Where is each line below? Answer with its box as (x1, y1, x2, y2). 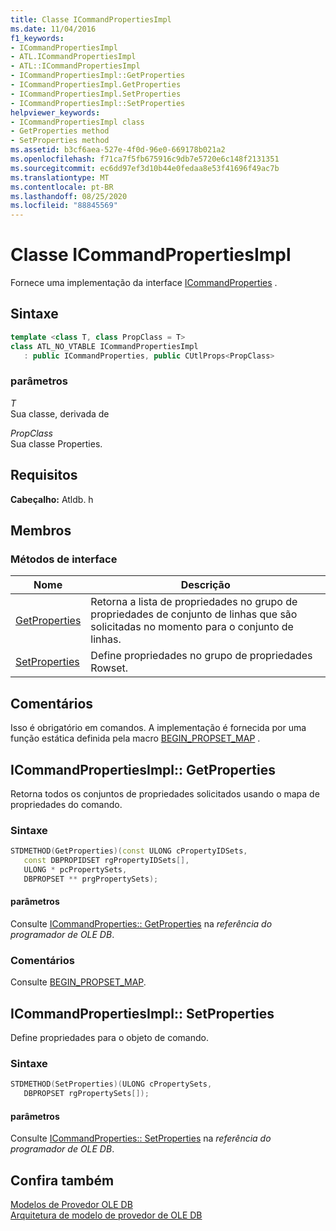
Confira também (10, 1172, 115, 1189)
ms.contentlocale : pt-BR (10, 182, 114, 192)
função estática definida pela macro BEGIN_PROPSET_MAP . (10, 732, 261, 745)
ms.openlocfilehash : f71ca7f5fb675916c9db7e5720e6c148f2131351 (10, 154, 280, 164)
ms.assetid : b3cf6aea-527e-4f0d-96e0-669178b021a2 (10, 145, 226, 155)
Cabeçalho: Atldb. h (10, 493, 94, 505)
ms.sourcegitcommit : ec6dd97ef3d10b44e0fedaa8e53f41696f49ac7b (10, 163, 280, 173)
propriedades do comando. (10, 798, 123, 810)
